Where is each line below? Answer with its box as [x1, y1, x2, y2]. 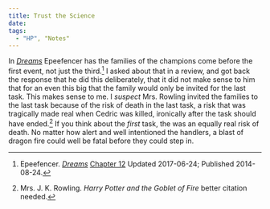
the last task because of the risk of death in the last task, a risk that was [8, 100, 247, 109]
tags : [8, 27, 27, 35]
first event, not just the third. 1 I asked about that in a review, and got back [8, 65, 251, 76]
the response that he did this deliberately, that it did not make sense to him [8, 74, 256, 84]
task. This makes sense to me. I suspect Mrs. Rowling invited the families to [8, 92, 259, 101]
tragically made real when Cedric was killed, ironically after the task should [8, 109, 256, 118]
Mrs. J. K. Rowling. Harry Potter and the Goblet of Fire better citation [19, 182, 247, 193]
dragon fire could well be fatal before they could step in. [8, 136, 194, 145]
